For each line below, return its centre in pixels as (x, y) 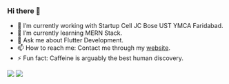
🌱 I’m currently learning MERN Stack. (70, 33)
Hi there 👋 (24, 11)
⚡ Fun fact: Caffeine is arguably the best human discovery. (100, 58)
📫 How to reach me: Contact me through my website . (94, 48)
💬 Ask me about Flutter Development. (70, 40)
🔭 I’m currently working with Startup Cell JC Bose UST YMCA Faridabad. (120, 26)
